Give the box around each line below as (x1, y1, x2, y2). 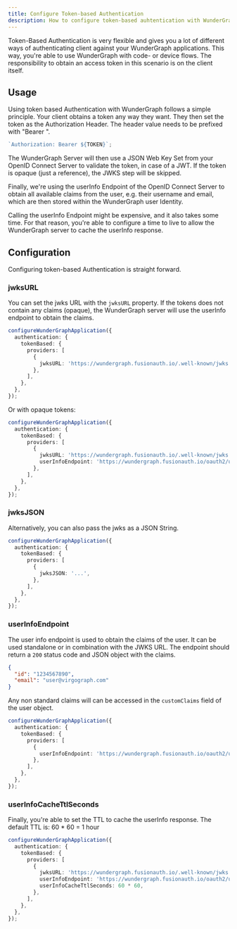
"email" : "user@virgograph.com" (14, 677, 110, 684)
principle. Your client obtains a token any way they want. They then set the (8, 113, 224, 121)
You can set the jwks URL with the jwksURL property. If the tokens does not (8, 298, 224, 307)
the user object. (8, 704, 54, 712)
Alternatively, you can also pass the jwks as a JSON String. (8, 524, 179, 532)
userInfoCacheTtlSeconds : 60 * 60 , (39, 883, 143, 890)
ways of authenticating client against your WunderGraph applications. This (8, 44, 224, 52)
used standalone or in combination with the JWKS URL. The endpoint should (8, 643, 230, 651)
